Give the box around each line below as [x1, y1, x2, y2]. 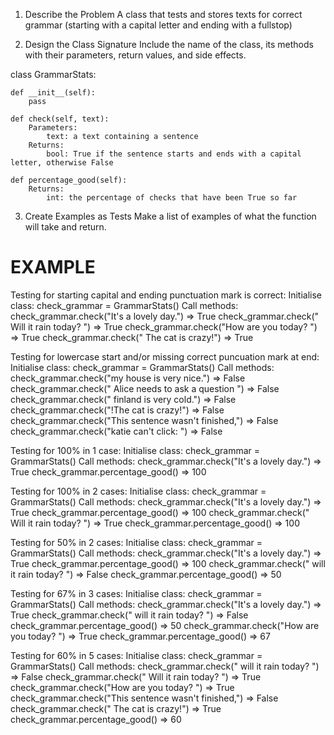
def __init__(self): [10, 88, 97, 98]
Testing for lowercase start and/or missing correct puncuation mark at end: [10, 350, 320, 363]
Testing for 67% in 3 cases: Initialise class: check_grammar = [10, 587, 263, 599]
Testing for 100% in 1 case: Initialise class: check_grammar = [10, 444, 261, 456]
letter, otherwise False [10, 158, 114, 168]
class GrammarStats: [10, 69, 97, 80]
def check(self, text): [10, 114, 110, 124]
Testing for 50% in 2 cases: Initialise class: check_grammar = [10, 536, 263, 548]
